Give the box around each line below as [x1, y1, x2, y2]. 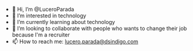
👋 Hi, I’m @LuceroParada [11, 6, 74, 13]
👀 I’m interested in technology [11, 12, 86, 19]
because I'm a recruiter [11, 31, 71, 38]
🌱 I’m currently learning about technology [11, 19, 116, 25]
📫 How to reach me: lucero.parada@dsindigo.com [11, 38, 139, 45]
